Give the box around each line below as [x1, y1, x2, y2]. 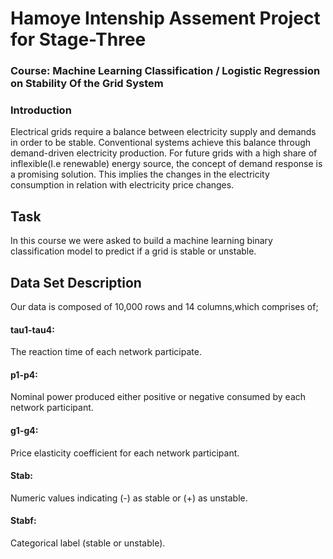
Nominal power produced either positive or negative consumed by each [10, 391, 307, 403]
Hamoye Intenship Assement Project [10, 7, 321, 30]
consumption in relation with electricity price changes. [10, 179, 235, 191]
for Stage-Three [10, 28, 147, 51]
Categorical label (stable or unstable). [10, 537, 166, 549]
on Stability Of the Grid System [10, 77, 164, 91]
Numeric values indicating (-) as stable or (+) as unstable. [10, 492, 248, 504]
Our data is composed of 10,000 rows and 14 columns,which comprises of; [10, 301, 319, 313]
